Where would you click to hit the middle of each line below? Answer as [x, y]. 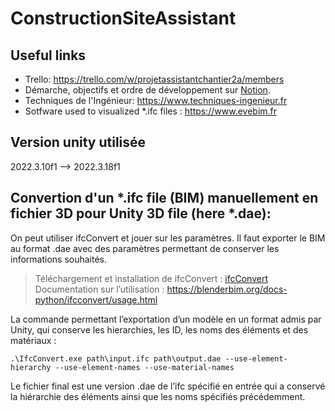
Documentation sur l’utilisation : [99, 289]
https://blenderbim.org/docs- [227, 289]
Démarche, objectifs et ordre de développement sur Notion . [147, 90]
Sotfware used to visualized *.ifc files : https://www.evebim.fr [151, 111]
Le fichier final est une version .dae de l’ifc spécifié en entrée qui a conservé [168, 386]
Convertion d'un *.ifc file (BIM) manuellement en [164, 198]
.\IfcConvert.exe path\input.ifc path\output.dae [116, 358]
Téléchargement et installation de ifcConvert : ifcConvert [151, 278]
